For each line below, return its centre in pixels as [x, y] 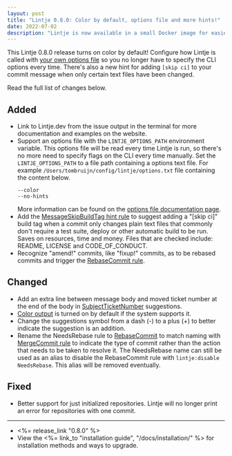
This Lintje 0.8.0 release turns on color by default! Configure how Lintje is [112, 53]
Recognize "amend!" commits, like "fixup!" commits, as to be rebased [116, 254]
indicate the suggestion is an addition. [71, 328]
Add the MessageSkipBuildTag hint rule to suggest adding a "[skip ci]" [117, 217]
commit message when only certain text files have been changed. [101, 75]
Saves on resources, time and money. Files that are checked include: [115, 238]
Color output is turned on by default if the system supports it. [104, 313]
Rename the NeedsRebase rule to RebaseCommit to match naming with [119, 335]
